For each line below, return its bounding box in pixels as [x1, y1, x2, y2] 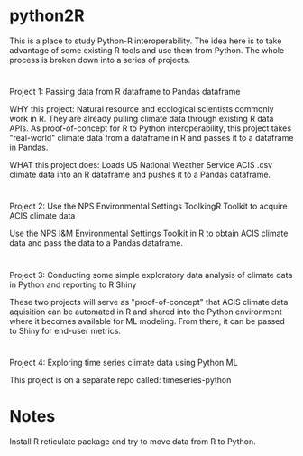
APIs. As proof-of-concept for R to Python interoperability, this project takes [9, 123, 291, 134]
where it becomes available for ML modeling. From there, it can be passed [9, 315, 286, 326]
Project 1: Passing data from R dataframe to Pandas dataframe [9, 87, 241, 98]
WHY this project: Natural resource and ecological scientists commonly [9, 104, 274, 115]
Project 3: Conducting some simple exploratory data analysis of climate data [9, 269, 293, 280]
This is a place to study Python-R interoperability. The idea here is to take [9, 35, 282, 46]
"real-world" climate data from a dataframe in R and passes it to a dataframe [9, 133, 294, 144]
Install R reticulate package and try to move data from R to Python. [9, 435, 257, 447]
